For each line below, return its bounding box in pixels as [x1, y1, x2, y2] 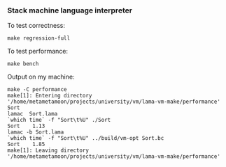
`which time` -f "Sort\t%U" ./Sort [7, 117, 111, 124]
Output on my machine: [7, 72, 75, 81]
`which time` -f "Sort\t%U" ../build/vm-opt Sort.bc [7, 135, 164, 142]
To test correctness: [7, 22, 65, 30]
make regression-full [7, 35, 71, 42]
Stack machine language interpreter [7, 6, 133, 15]
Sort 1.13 [7, 122, 45, 130]
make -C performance [7, 86, 68, 93]
